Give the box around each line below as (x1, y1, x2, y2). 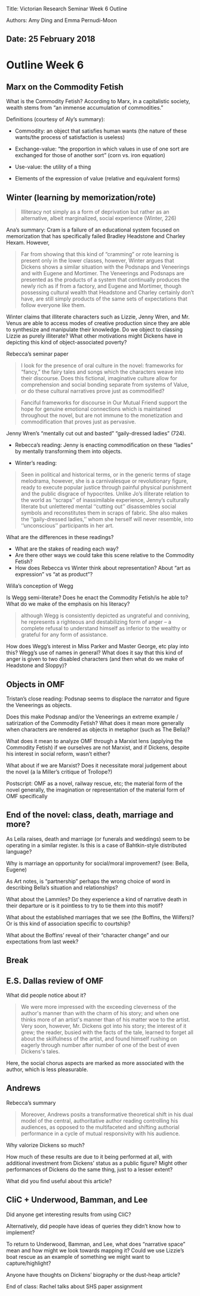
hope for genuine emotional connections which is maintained (20, 405, 171, 413)
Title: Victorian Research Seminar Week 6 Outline (6, 5, 127, 12)
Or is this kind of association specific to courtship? (6, 920, 131, 927)
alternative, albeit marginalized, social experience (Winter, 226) (20, 215, 177, 222)
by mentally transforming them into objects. (14, 448, 122, 455)
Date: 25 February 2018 (6, 34, 96, 44)
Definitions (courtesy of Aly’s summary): (6, 116, 106, 123)
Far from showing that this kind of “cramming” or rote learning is (20, 251, 179, 258)
